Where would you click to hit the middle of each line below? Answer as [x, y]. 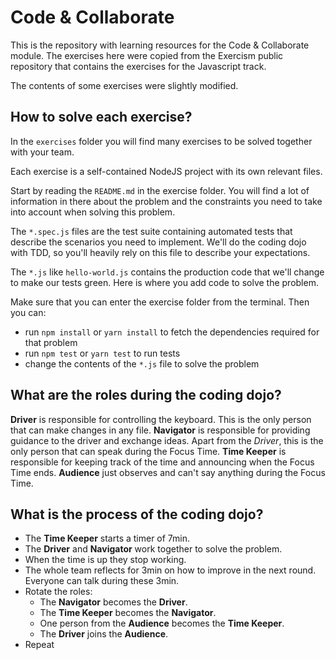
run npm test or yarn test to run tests [102, 353]
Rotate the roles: [58, 592]
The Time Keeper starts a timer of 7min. [107, 538]
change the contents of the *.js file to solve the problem [142, 363]
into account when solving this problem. [93, 212]
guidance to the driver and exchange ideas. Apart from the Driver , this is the [167, 440]
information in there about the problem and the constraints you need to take [166, 201]
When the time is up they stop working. [105, 560]
